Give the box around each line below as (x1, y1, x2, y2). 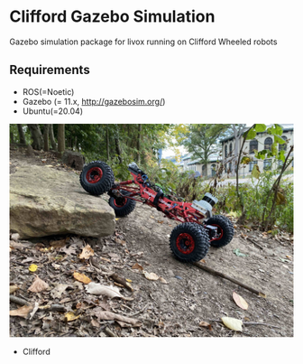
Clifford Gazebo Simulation (9, 6, 216, 27)
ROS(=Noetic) (22, 86, 75, 97)
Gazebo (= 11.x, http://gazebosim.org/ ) (22, 96, 166, 107)
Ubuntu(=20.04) (22, 106, 84, 117)
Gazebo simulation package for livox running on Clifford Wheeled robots (9, 36, 278, 47)
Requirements (9, 62, 90, 78)
